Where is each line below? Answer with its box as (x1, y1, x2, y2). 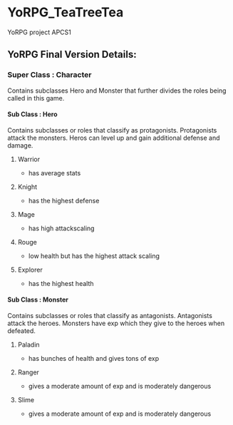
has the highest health (28, 279, 94, 287)
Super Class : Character (7, 70, 92, 80)
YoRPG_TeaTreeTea (7, 4, 124, 21)
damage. (7, 140, 33, 150)
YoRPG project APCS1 (7, 28, 71, 36)
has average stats (28, 168, 81, 177)
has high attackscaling (28, 224, 95, 232)
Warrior (17, 155, 41, 163)
